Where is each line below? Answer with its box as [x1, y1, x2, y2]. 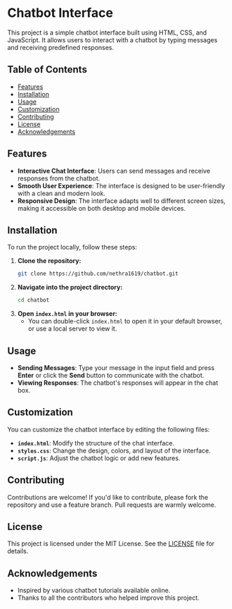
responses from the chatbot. [17, 174, 101, 183]
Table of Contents [7, 63, 88, 75]
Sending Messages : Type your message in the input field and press [17, 363, 215, 371]
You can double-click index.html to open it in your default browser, [27, 317, 223, 326]
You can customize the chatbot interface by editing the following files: [7, 425, 210, 433]
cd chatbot [17, 297, 50, 304]
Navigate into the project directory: [17, 283, 123, 292]
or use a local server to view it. [27, 324, 117, 333]
